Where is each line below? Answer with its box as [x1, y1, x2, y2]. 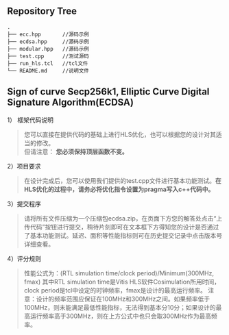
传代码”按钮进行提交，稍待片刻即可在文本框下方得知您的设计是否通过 [23, 223, 219, 231]
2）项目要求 [7, 162, 41, 170]
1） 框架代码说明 [7, 116, 53, 124]
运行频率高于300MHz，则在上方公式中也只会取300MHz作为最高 [29, 312, 211, 320]
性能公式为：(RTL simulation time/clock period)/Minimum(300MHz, [23, 269, 215, 277]
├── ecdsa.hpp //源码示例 [7, 38, 89, 45]
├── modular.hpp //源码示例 [7, 45, 89, 52]
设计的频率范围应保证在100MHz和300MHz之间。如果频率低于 [36, 295, 210, 303]
